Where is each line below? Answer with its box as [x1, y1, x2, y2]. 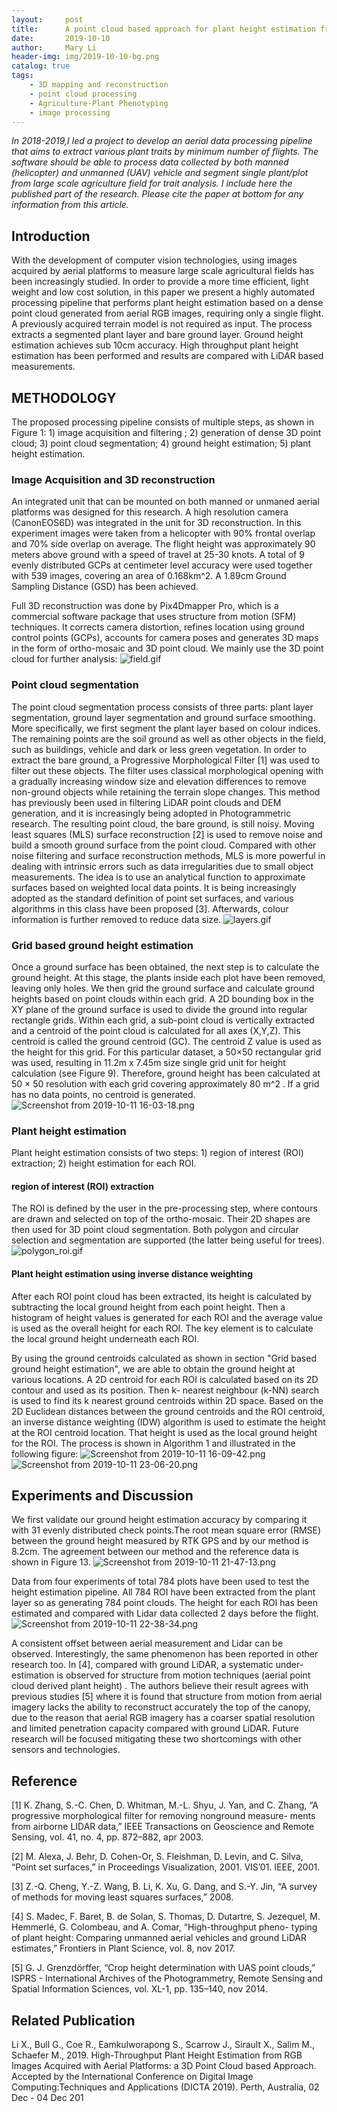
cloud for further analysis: [11, 653, 118, 665]
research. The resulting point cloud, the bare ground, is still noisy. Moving [11, 817, 315, 830]
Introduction [11, 227, 91, 245]
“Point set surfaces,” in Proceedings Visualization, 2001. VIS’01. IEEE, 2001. [11, 1861, 321, 1873]
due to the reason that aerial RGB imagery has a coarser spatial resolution [11, 1712, 316, 1724]
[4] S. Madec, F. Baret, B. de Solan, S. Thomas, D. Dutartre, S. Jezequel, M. [11, 1911, 321, 1923]
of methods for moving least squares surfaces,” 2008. [11, 1891, 234, 1903]
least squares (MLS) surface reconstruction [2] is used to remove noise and [11, 828, 323, 840]
